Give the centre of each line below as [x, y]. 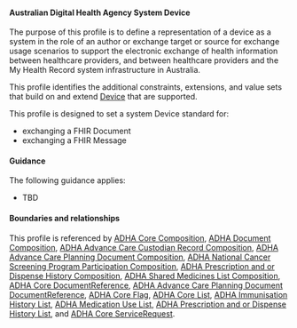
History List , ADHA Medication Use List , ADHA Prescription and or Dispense [148, 304]
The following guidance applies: [67, 180]
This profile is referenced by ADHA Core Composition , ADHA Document [140, 238]
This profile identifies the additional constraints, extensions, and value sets [145, 87]
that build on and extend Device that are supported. [103, 97]
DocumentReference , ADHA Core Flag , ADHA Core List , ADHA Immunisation [148, 294]
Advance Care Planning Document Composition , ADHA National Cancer [140, 257]
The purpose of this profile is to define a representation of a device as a [141, 32]
